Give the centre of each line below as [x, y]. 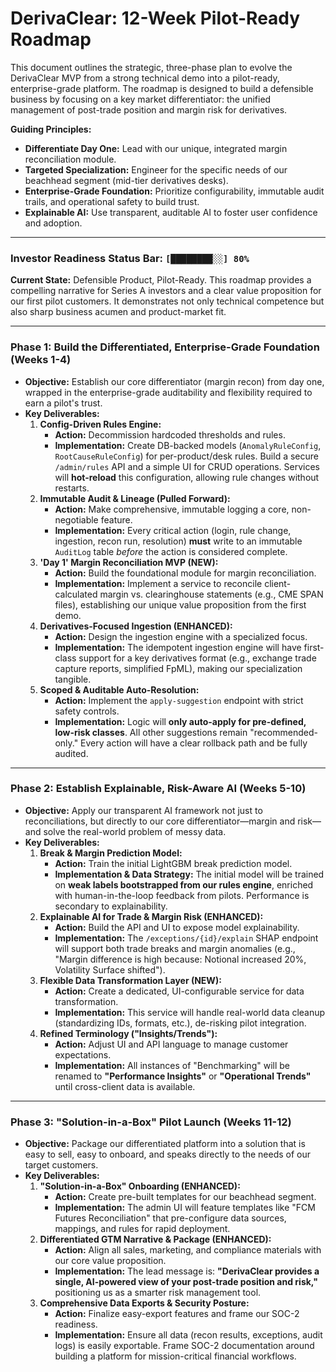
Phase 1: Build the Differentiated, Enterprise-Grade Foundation [165, 347]
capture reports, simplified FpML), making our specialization [178, 668]
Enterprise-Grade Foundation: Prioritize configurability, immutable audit [174, 191]
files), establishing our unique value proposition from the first [180, 604]
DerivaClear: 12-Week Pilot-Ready [155, 18]
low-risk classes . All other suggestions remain [151, 732]
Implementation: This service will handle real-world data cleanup [190, 1012]
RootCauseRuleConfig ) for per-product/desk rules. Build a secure [186, 456]
